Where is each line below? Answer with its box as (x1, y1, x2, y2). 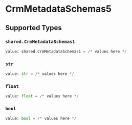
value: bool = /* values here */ (5, 116, 77, 121)
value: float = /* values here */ (5, 94, 79, 99)
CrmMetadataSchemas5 (5, 3, 112, 15)
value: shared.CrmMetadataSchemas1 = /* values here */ (5, 49, 127, 54)
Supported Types (5, 23, 62, 32)
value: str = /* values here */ (5, 71, 74, 77)
